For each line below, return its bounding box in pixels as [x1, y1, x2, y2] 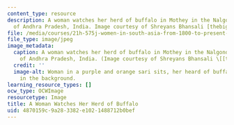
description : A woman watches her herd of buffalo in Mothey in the [7, 17, 210, 24]
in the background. [19, 74, 77, 82]
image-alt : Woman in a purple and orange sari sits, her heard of [13, 68, 210, 75]
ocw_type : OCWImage [7, 87, 64, 94]
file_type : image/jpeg [7, 36, 73, 43]
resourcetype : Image [7, 94, 68, 101]
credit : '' [13, 62, 45, 69]
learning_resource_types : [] [7, 81, 92, 88]
